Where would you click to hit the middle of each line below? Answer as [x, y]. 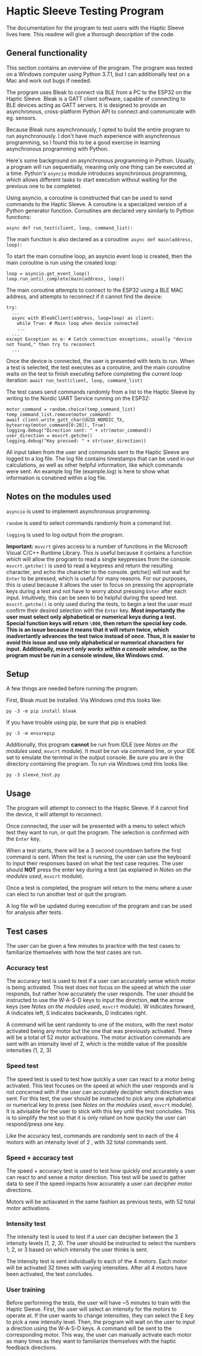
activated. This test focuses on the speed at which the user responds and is [100, 1085]
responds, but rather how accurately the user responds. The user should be [100, 994]
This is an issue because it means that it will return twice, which [88, 629]
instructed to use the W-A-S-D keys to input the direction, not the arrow [95, 1000]
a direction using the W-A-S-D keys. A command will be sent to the [89, 1328]
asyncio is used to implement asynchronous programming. [79, 511]
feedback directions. [32, 1348]
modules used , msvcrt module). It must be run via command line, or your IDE [101, 751]
